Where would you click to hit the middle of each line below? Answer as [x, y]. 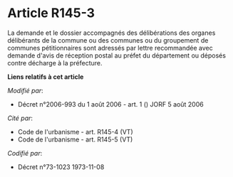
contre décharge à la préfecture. [55, 63]
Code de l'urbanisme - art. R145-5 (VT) [75, 139]
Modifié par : [26, 90]
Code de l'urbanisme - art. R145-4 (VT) [75, 132]
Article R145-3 [51, 13]
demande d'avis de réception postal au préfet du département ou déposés [117, 55]
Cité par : [20, 118]
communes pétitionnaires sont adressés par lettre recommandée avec [110, 48]
